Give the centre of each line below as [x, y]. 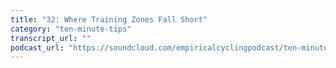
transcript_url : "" [51, 38]
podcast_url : [37, 47]
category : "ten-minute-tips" [71, 29]
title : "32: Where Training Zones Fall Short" [109, 19]
